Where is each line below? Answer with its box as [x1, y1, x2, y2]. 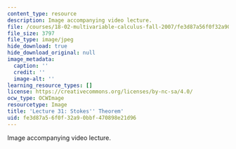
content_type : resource [7, 10, 77, 17]
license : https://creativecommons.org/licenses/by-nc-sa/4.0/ [7, 88, 193, 95]
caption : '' [13, 62, 49, 69]
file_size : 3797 [7, 29, 55, 37]
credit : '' [13, 69, 46, 76]
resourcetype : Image [7, 101, 68, 108]
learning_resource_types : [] [7, 82, 93, 89]
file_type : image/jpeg [7, 36, 74, 43]
